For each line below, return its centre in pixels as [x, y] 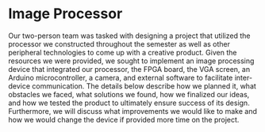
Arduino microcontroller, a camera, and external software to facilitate [121, 77]
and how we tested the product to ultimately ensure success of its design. [129, 103]
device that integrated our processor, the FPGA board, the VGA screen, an [129, 69]
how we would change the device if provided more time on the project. [124, 119]
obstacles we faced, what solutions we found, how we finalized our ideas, [129, 94]
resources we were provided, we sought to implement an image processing [131, 61]
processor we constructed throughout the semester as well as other [119, 43]
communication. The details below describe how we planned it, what [144, 86]
